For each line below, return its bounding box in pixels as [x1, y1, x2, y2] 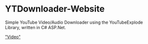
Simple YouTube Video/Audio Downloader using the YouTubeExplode [5, 19, 143, 25]
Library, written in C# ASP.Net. [5, 24, 66, 30]
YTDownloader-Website [5, 3, 105, 15]
